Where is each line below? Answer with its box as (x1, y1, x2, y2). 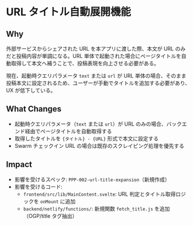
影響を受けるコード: (14, 183, 63, 190)
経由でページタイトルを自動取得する (25, 127, 112, 134)
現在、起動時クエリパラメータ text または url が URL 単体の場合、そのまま (6, 72, 187, 79)
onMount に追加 (40, 198, 76, 205)
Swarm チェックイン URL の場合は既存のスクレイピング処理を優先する (14, 142, 185, 149)
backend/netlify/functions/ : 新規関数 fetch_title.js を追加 (23, 205, 170, 212)
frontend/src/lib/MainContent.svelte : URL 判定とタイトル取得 (23, 191, 176, 198)
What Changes (6, 104, 62, 114)
